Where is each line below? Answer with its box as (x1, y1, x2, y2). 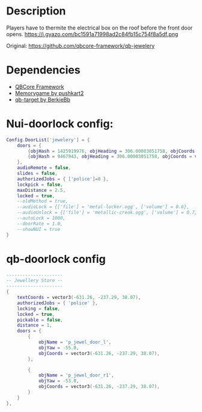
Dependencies (6, 63, 81, 77)
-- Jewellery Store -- (6, 278, 63, 284)
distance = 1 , (17, 322, 52, 328)
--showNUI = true (17, 226, 61, 232)
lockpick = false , (17, 182, 63, 188)
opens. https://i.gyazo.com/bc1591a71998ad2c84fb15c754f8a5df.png (6, 30, 179, 37)
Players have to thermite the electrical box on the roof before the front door (6, 24, 193, 31)
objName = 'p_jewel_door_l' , (38, 339, 112, 345)
